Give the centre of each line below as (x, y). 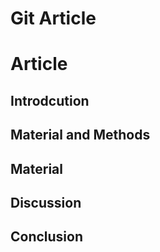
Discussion (46, 202)
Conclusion (47, 237)
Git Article (53, 18)
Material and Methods (80, 135)
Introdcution (50, 100)
